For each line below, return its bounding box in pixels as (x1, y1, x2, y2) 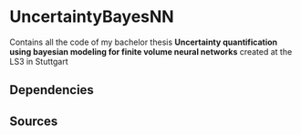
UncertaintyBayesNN (9, 6, 175, 27)
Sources (9, 113, 58, 129)
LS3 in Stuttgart (9, 56, 68, 67)
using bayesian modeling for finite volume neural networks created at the (9, 46, 293, 57)
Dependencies (9, 82, 94, 98)
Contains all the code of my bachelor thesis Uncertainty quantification (9, 36, 278, 47)
